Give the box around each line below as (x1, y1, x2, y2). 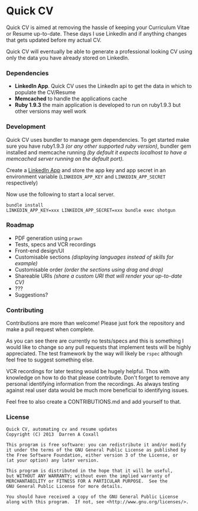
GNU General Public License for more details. (6, 484, 123, 490)
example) (14, 259, 38, 266)
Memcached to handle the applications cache (14, 95, 127, 102)
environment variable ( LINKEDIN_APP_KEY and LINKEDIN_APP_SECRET (6, 173, 166, 180)
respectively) (6, 179, 38, 186)
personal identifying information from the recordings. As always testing (6, 380, 179, 388)
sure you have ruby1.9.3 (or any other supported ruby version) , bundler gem (6, 142, 191, 150)
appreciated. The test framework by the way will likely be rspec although (6, 350, 183, 357)
